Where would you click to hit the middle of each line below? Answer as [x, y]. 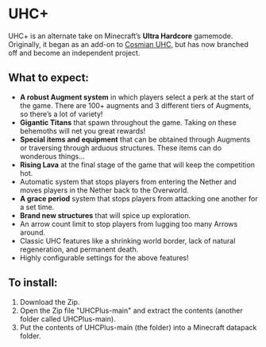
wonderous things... [52, 156]
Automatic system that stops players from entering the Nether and [128, 181]
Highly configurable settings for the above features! [104, 257]
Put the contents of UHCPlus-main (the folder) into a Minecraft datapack [138, 327]
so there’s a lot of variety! [61, 114]
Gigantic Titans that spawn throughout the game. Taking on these [128, 122]
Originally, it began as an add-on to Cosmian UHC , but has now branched [128, 44]
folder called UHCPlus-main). [68, 318]
